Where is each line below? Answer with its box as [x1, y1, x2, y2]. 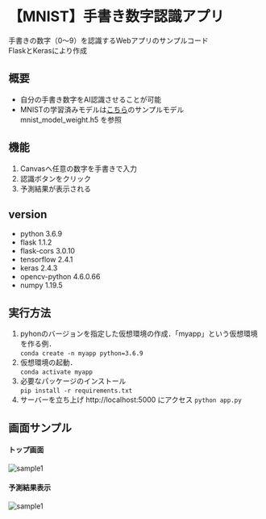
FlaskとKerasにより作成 [8, 45, 87, 55]
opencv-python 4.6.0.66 [19, 272, 101, 282]
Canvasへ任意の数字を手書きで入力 [19, 163, 138, 174]
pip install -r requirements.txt [19, 387, 133, 396]
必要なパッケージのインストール [19, 376, 127, 386]
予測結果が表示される [19, 183, 91, 194]
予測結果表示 [8, 483, 51, 492]
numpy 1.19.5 [19, 280, 63, 291]
